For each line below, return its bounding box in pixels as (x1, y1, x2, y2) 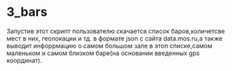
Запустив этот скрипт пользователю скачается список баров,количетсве (6, 27, 225, 35)
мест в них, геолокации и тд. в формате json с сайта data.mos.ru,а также (6, 34, 223, 42)
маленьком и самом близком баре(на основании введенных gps (6, 49, 200, 57)
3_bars (6, 4, 48, 20)
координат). (6, 56, 42, 64)
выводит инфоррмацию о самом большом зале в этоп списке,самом (6, 41, 213, 50)
